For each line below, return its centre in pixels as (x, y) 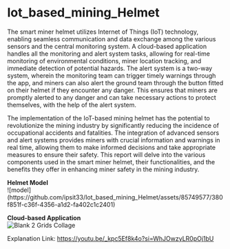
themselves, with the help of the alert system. (72, 105)
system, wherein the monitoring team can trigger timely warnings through (112, 75)
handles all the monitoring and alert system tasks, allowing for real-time (108, 54)
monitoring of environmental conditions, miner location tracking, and (104, 61)
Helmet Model (28, 182)
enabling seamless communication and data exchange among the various (112, 39)
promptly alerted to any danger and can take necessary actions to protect (112, 97)
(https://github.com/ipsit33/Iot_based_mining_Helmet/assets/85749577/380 (115, 197)
